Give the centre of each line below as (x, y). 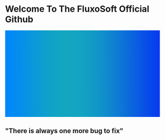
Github (19, 19)
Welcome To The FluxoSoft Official (77, 9)
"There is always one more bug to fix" (64, 131)
